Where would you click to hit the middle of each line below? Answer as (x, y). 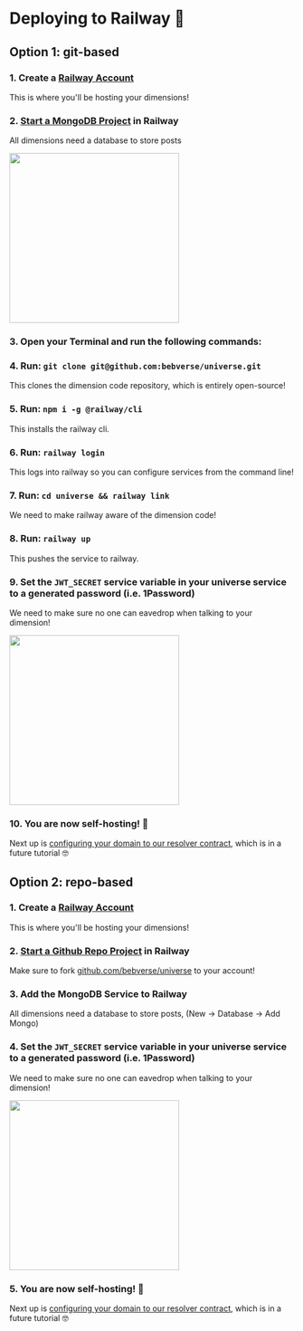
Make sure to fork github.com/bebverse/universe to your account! (133, 971)
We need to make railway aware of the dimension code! (113, 515)
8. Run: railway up (50, 539)
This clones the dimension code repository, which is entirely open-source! (148, 386)
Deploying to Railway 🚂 (97, 19)
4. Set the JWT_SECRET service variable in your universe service (148, 1047)
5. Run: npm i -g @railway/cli (76, 409)
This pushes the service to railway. (74, 558)
